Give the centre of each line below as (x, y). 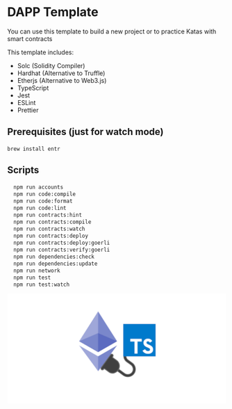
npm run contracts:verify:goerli (62, 250)
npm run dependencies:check (54, 257)
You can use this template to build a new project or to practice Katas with (112, 31)
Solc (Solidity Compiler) (51, 65)
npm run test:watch (42, 284)
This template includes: (41, 52)
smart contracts (30, 38)
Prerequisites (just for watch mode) (85, 132)
